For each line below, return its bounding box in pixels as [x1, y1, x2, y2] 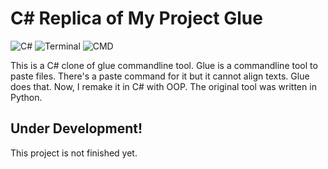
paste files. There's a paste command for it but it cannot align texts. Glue [10, 70, 310, 82]
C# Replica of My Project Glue [10, 7, 263, 30]
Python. [10, 91, 43, 103]
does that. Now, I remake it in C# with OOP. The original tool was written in [10, 80, 317, 92]
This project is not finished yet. [10, 147, 138, 159]
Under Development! [10, 120, 143, 137]
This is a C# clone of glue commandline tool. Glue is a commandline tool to [10, 59, 318, 71]
